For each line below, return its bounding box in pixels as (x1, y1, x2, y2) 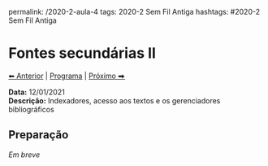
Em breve (8, 150, 41, 159)
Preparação (8, 128, 69, 142)
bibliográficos (8, 104, 54, 114)
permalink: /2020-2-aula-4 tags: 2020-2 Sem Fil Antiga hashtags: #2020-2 (8, 7, 261, 16)
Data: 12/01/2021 (8, 87, 65, 97)
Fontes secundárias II (8, 44, 157, 63)
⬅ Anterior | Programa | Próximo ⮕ (8, 71, 126, 81)
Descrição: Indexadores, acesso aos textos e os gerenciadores (8, 95, 221, 105)
